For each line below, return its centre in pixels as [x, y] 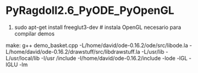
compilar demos [34, 33]
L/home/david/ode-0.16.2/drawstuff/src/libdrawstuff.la [73, 51]
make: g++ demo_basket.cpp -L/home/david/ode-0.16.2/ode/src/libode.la [97, 45]
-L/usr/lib [153, 51]
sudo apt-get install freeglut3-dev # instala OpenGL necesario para [98, 27]
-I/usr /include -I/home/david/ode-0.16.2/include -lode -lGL [114, 58]
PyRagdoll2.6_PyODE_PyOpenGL [90, 11]
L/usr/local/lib [23, 58]
